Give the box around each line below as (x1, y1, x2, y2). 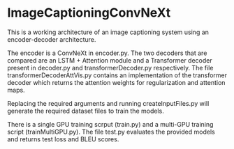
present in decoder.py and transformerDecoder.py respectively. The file (7, 63, 214, 72)
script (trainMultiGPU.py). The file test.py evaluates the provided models (7, 127, 215, 136)
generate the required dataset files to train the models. (7, 107, 164, 115)
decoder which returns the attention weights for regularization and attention (7, 78, 226, 86)
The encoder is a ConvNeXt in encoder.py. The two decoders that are (7, 49, 207, 57)
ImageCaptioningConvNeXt (7, 5, 171, 21)
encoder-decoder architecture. (7, 35, 96, 43)
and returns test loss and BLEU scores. (7, 134, 119, 143)
